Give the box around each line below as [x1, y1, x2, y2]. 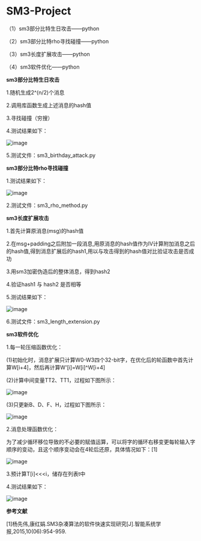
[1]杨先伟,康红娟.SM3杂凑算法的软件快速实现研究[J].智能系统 [6, 520, 156, 527]
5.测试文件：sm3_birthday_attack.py [6, 152, 96, 159]
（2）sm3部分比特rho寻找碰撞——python [6, 37, 109, 45]
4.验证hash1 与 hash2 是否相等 [6, 280, 82, 288]
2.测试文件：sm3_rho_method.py [6, 202, 88, 209]
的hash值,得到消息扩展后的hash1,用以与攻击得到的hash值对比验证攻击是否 [6, 247, 189, 255]
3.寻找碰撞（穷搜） [6, 114, 53, 122]
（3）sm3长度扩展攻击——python [6, 50, 90, 58]
